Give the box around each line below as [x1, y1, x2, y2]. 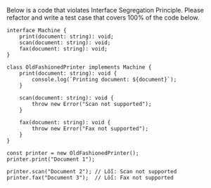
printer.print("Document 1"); [6, 156, 96, 163]
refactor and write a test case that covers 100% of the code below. [6, 13, 200, 22]
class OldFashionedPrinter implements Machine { [6, 64, 152, 71]
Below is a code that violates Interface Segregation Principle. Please [6, 6, 205, 14]
